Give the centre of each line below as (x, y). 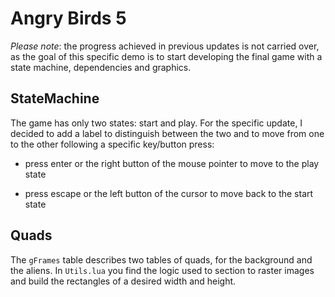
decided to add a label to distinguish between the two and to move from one (167, 133)
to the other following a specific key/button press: (112, 144)
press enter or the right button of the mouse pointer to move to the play (172, 163)
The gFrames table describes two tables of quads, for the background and (161, 259)
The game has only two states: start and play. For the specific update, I (156, 123)
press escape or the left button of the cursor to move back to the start (169, 193)
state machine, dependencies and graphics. (101, 67)
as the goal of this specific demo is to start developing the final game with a (166, 56)
